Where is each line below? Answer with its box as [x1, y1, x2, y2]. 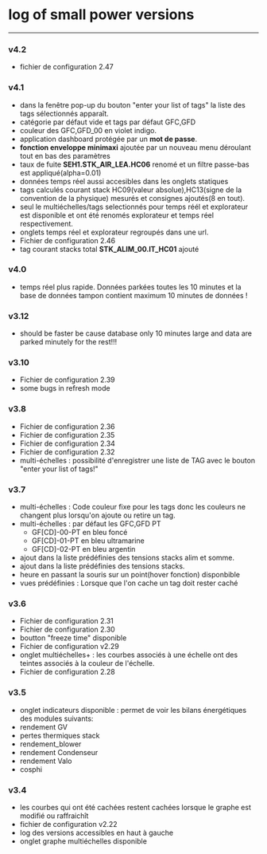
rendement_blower [19, 739, 82, 749]
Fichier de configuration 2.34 [19, 439, 115, 448]
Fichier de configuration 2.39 [19, 375, 115, 384]
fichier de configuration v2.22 [19, 819, 118, 828]
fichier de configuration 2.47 [19, 62, 114, 72]
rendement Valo [19, 756, 72, 765]
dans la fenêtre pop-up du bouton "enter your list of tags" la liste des [19, 100, 246, 109]
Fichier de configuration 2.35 [19, 430, 115, 439]
